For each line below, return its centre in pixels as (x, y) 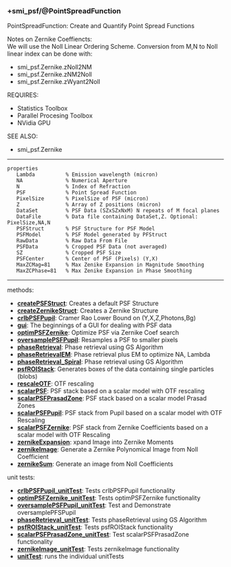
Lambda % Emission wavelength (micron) (87, 175)
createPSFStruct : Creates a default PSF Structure (88, 303)
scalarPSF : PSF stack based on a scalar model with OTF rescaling (111, 391)
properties (23, 169)
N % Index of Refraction (73, 187)
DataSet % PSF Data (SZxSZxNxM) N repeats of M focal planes (118, 211)
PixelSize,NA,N (29, 223)
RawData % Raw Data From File (72, 241)
